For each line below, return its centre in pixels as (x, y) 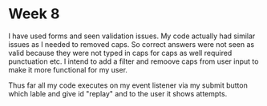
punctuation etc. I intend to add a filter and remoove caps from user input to (133, 61)
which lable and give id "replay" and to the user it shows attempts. (118, 93)
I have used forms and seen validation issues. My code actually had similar (132, 36)
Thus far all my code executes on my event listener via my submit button (128, 85)
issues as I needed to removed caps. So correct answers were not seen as (131, 44)
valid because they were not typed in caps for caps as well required (120, 53)
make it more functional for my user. (68, 69)
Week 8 (34, 14)
